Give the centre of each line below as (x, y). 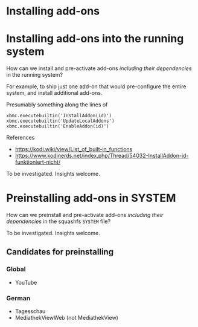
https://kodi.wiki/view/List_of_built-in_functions (74, 149)
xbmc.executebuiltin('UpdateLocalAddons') (60, 121)
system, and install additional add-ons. (54, 93)
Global (16, 269)
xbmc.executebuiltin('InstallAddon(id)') (59, 116)
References (21, 138)
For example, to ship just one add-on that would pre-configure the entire (96, 86)
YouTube (26, 282)
